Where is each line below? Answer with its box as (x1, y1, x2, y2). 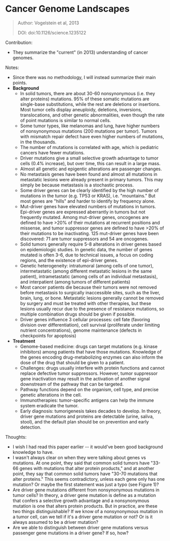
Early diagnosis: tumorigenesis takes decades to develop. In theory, (20, 408, 162, 414)
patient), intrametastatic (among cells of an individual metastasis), (20, 273, 158, 279)
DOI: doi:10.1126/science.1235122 (17, 29, 87, 35)
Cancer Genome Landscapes (5, 3, 130, 15)
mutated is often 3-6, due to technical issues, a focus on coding (20, 252, 153, 258)
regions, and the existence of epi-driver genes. (20, 257, 118, 263)
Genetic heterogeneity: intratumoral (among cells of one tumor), (20, 262, 154, 268)
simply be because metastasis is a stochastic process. (20, 182, 134, 188)
